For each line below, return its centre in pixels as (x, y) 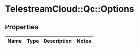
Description (58, 41)
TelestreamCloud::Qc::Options (70, 9)
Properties (22, 27)
